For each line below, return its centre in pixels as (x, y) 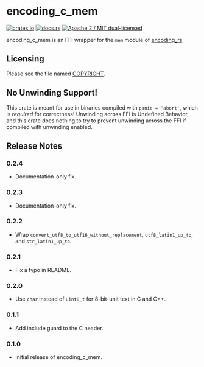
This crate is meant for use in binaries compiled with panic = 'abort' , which (102, 107)
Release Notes (34, 146)
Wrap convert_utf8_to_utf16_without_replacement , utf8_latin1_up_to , (104, 234)
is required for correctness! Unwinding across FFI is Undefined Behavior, (97, 114)
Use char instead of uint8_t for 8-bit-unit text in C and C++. (90, 299)
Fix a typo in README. (43, 270)
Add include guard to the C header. (59, 328)
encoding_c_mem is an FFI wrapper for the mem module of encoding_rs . (95, 40)
